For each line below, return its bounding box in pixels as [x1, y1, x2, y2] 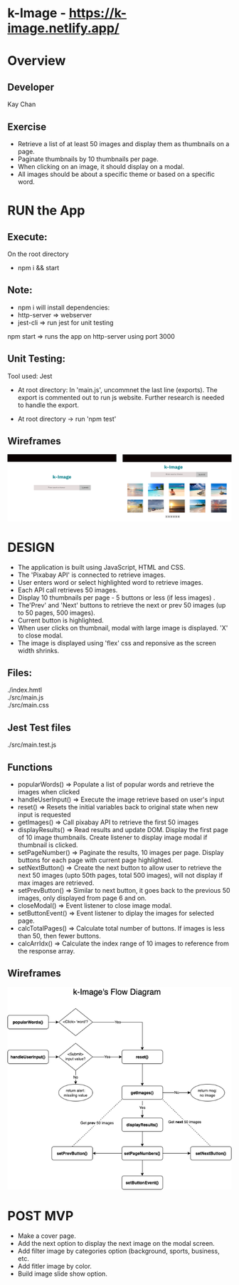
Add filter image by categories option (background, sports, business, [17, 1246, 220, 1255]
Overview [7, 53, 66, 69]
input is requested [17, 810, 71, 819]
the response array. [17, 946, 75, 955]
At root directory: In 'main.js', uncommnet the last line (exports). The [17, 385, 218, 394]
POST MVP [7, 1207, 74, 1224]
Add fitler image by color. [17, 1261, 92, 1270]
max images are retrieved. [17, 879, 95, 887]
